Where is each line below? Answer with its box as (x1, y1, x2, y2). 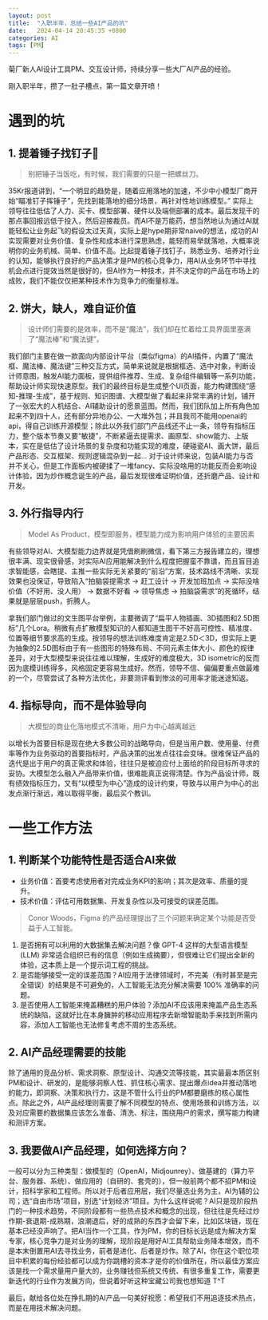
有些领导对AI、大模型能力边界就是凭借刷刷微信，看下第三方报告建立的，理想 (8, 546, 260, 556)
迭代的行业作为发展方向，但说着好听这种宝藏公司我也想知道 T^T (14, 1276, 226, 1286)
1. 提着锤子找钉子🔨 (8, 146, 100, 160)
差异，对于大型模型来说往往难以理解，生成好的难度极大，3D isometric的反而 (8, 652, 260, 663)
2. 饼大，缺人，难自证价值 (8, 301, 136, 315)
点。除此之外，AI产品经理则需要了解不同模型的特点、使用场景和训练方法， (8, 1098, 253, 1108)
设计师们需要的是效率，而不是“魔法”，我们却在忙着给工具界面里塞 (27, 324, 245, 334)
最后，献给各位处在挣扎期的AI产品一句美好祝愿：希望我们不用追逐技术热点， (8, 1293, 260, 1302)
